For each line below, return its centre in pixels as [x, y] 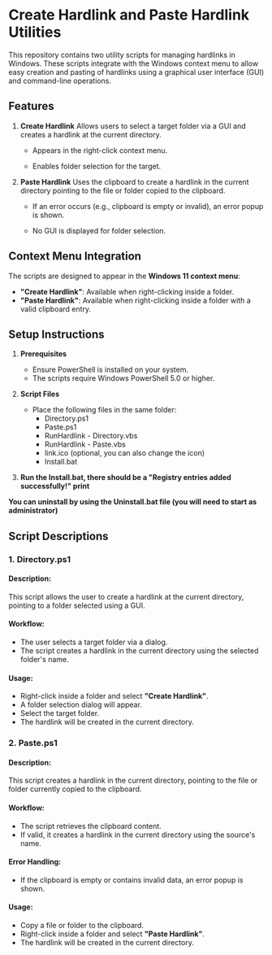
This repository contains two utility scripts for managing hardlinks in [122, 55]
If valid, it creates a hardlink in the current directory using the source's [138, 835]
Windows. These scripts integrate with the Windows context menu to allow [133, 63]
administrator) [33, 511]
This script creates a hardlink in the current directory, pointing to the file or [133, 781]
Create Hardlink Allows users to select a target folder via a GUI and [133, 126]
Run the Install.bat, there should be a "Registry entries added [125, 477]
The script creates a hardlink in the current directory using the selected [139, 651]
